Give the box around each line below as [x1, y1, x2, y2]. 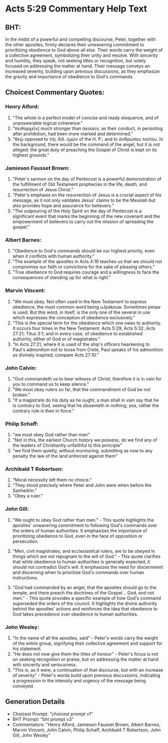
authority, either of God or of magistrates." [12, 336, 100, 342]
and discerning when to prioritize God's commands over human [12, 569, 144, 575]
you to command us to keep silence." [12, 381, 89, 387]
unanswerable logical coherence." [12, 120, 83, 126]
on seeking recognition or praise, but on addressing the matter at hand [12, 656, 159, 663]
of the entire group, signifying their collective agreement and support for [12, 641, 162, 647]
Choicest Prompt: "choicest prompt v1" [12, 711, 93, 717]
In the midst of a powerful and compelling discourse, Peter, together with [5, 36, 156, 42]
